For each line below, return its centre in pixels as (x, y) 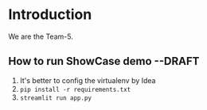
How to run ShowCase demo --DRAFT (104, 61)
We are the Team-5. (41, 36)
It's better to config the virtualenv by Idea (88, 80)
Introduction (50, 15)
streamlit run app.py (55, 98)
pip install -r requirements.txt (75, 89)
